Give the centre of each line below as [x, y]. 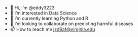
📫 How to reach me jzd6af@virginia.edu [53, 29]
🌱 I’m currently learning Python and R [49, 18]
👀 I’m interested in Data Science [43, 13]
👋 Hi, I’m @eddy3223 [32, 8]
